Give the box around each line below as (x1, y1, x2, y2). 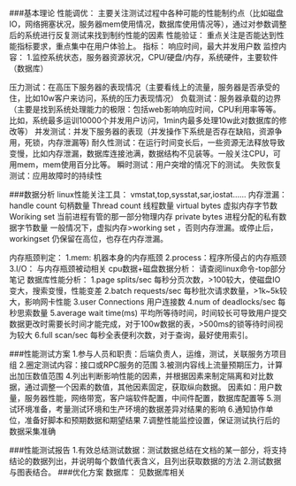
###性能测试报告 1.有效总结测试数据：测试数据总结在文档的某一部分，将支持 (9, 445, 287, 455)
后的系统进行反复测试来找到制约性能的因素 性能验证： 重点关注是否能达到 (9, 30, 277, 40)
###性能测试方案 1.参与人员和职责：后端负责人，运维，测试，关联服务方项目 (9, 349, 287, 359)
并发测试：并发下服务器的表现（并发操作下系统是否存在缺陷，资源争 (34, 127, 283, 136)
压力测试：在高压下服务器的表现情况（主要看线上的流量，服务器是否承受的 (9, 82, 280, 92)
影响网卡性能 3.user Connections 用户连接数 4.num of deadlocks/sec (24, 297, 277, 307)
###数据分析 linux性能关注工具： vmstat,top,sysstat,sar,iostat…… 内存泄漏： (9, 189, 287, 199)
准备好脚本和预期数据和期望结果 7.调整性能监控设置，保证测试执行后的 (24, 415, 281, 425)
